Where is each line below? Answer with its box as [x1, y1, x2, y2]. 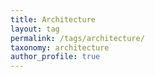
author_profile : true [10, 52, 101, 62]
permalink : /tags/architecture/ [10, 33, 145, 43]
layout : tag [10, 24, 60, 34]
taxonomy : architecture [10, 42, 110, 53]
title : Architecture [10, 14, 97, 25]
